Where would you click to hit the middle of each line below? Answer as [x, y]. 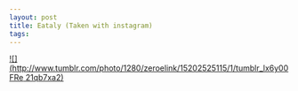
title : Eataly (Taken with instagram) [81, 26]
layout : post [33, 17]
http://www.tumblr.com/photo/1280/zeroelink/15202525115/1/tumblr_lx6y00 [150, 68]
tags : [19, 34]
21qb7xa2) [44, 78]
